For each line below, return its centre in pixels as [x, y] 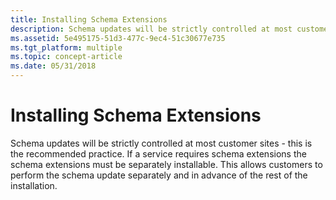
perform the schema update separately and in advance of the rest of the [159, 175]
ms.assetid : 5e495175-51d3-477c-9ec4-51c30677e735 [118, 38]
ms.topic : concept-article [66, 57]
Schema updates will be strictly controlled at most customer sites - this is [161, 143]
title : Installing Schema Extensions [89, 19]
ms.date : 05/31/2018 [53, 66]
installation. [34, 185]
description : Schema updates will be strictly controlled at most [151, 29]
